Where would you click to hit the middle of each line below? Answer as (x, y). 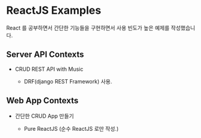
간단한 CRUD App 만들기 (44, 116)
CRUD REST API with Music (49, 69)
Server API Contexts (45, 55)
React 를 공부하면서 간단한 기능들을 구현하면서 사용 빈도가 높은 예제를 (88, 28)
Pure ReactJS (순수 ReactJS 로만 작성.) (71, 128)
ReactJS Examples (54, 10)
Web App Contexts (42, 100)
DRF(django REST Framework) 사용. (68, 81)
